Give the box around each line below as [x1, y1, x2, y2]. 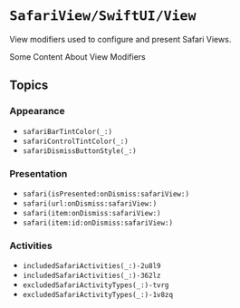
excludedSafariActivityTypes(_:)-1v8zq [22, 291, 174, 300]
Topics [9, 78, 49, 93]
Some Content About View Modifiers [9, 51, 147, 62]
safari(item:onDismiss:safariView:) [22, 208, 161, 217]
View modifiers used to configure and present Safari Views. [9, 34, 232, 44]
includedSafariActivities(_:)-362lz [22, 271, 161, 281]
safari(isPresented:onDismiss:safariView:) [22, 189, 190, 198]
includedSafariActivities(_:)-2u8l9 [22, 262, 161, 271]
